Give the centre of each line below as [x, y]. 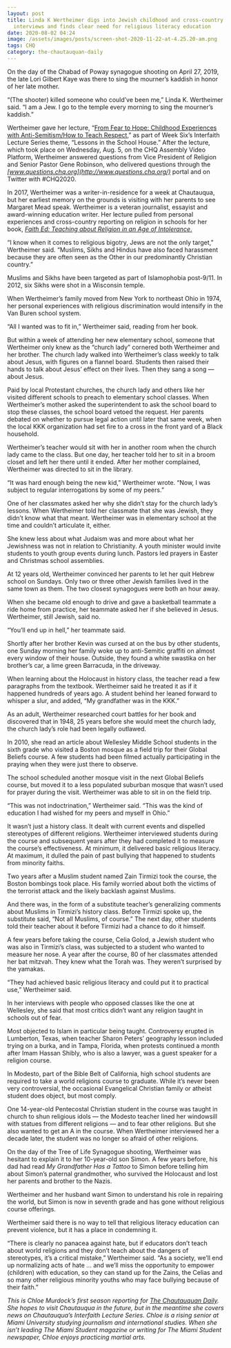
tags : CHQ [21, 46]
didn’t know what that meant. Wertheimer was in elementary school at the [112, 517]
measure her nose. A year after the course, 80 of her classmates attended [112, 954]
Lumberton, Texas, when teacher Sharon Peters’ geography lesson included [115, 1038]
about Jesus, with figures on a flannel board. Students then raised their [108, 361]
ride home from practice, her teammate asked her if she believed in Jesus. [113, 609]
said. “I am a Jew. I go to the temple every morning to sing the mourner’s [110, 107]
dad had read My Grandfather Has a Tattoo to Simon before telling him [108, 1166]
